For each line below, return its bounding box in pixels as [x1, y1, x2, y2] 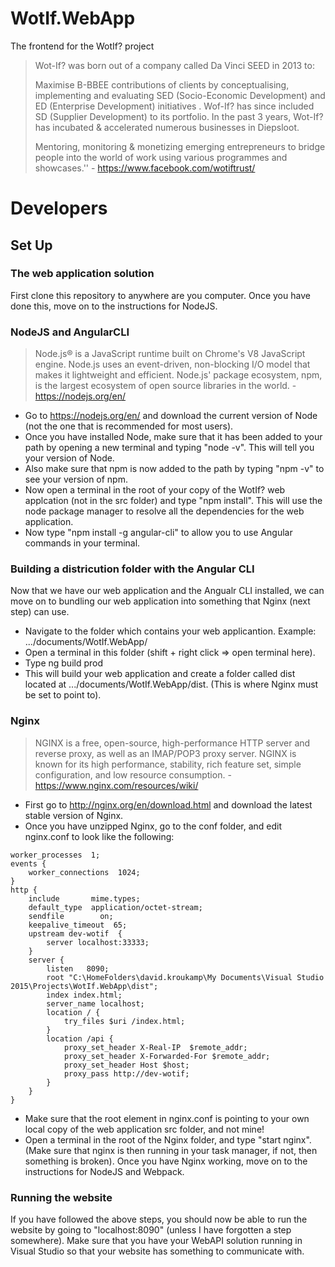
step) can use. [10, 606, 70, 618]
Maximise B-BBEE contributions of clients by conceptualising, [34, 78, 290, 91]
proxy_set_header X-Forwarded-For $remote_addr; [63, 1051, 271, 1061]
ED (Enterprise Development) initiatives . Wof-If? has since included [34, 100, 315, 112]
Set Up [10, 237, 53, 254]
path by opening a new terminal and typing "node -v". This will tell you [24, 442, 315, 454]
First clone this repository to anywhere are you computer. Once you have [10, 289, 311, 301]
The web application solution [10, 267, 155, 281]
